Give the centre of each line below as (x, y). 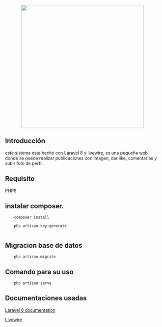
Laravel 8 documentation (30, 310)
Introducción (25, 141)
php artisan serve (33, 283)
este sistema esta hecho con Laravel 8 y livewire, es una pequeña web (77, 153)
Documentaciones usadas (46, 298)
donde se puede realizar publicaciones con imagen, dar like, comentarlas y (81, 158)
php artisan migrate (35, 257)
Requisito (20, 179)
